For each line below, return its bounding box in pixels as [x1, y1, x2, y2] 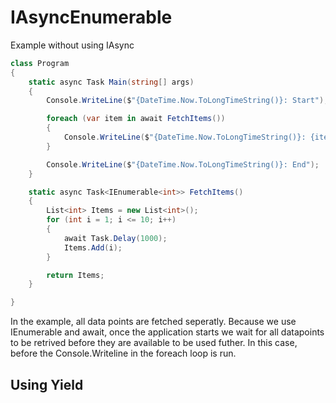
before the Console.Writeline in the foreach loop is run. [10, 347, 237, 360]
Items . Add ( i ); [63, 242, 123, 253]
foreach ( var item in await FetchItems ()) [46, 114, 226, 124]
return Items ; [46, 270, 105, 280]
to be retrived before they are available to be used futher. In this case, [10, 337, 298, 349]
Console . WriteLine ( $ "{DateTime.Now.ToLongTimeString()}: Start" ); [46, 96, 329, 106]
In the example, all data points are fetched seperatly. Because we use [10, 316, 297, 328]
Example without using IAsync [10, 39, 135, 51]
